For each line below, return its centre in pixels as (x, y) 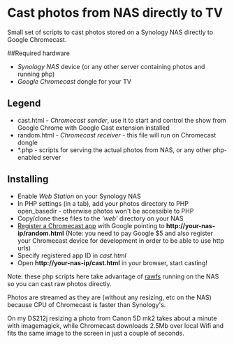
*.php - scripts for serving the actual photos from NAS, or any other (114, 150)
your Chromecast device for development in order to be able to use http (121, 240)
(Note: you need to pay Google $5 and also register (139, 233)
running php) (36, 74)
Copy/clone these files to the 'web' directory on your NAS (100, 218)
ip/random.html (41, 233)
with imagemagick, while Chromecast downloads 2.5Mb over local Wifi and (116, 325)
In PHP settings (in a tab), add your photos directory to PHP (103, 203)
